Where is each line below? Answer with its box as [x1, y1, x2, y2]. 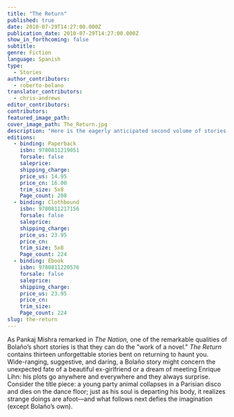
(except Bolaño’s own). [7, 402, 73, 410]
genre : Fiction [7, 50, 52, 57]
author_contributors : [7, 75, 71, 83]
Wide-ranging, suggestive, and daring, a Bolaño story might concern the [7, 358, 216, 366]
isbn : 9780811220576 [20, 264, 80, 271]
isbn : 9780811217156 [20, 206, 80, 213]
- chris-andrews [13, 95, 61, 102]
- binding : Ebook [13, 257, 64, 264]
